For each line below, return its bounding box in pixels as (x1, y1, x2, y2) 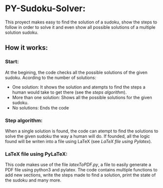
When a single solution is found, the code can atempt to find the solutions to (5, 128, 159, 134)
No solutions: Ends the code (12, 104, 69, 110)
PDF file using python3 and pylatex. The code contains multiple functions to (5, 167, 158, 173)
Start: (5, 58, 19, 65)
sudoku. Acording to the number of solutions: (5, 74, 96, 81)
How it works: (5, 43, 48, 52)
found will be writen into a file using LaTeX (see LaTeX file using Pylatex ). (5, 138, 152, 144)
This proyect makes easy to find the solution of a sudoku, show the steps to (5, 19, 158, 25)
